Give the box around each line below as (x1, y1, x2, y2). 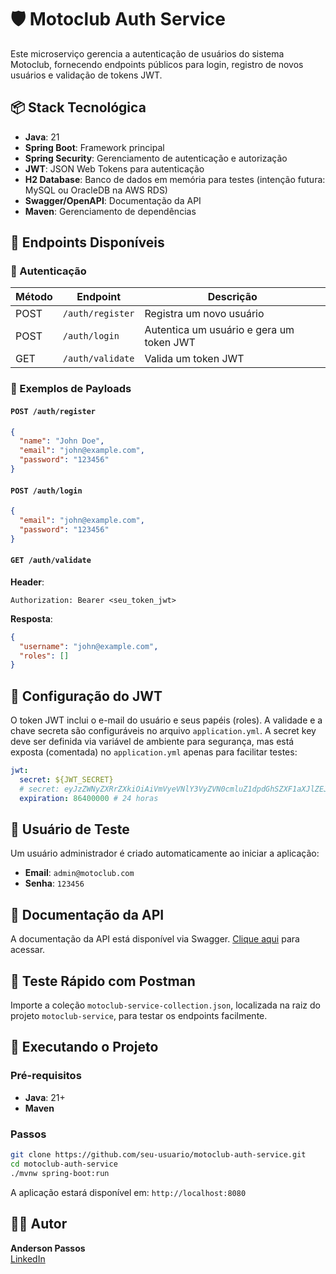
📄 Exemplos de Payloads (10, 382, 132, 396)
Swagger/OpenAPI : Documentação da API (24, 194, 202, 206)
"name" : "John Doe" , (19, 436, 105, 446)
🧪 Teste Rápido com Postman (10, 972, 196, 990)
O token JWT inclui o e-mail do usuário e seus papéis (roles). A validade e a (10, 714, 323, 726)
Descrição (207, 290, 258, 304)
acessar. (10, 944, 46, 956)
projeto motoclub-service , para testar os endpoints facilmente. (10, 1010, 268, 1022)
